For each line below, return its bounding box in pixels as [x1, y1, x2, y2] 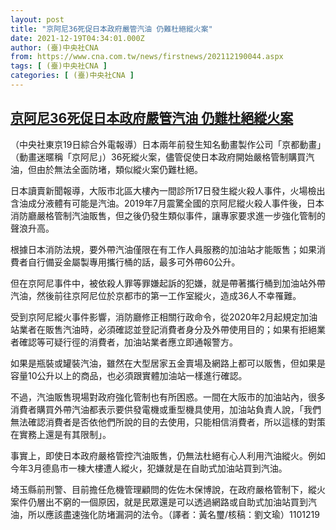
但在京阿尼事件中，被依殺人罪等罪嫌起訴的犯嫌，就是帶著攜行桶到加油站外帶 [10, 277, 326, 289]
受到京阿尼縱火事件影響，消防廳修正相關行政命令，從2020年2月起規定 [10, 311, 301, 323]
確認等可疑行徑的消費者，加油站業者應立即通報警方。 [18, 336, 238, 348]
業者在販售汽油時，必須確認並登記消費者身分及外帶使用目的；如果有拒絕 [18, 323, 317, 335]
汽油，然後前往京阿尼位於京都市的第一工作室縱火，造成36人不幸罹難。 [10, 289, 302, 301]
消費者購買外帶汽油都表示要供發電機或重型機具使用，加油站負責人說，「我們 [10, 403, 322, 415]
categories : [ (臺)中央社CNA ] [10, 71, 135, 81]
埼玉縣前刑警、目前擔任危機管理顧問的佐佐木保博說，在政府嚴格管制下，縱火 [10, 483, 326, 495]
